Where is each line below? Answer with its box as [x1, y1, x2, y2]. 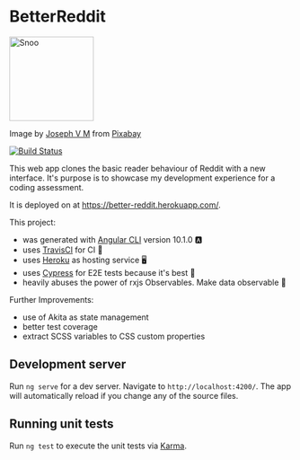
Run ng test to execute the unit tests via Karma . [9, 440, 187, 451]
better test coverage [22, 321, 99, 332]
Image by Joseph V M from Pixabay [9, 128, 142, 138]
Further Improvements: [9, 294, 94, 305]
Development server [9, 357, 127, 372]
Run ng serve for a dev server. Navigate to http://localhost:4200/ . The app [9, 380, 292, 392]
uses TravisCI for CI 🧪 [22, 244, 103, 255]
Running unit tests [9, 416, 114, 432]
